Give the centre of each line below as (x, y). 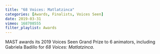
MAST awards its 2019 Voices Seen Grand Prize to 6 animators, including (80, 42)
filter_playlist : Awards (31, 28)
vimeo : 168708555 (23, 23)
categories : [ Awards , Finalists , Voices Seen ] (54, 14)
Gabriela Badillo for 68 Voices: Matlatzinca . (50, 47)
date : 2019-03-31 (23, 19)
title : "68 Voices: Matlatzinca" (40, 10)
